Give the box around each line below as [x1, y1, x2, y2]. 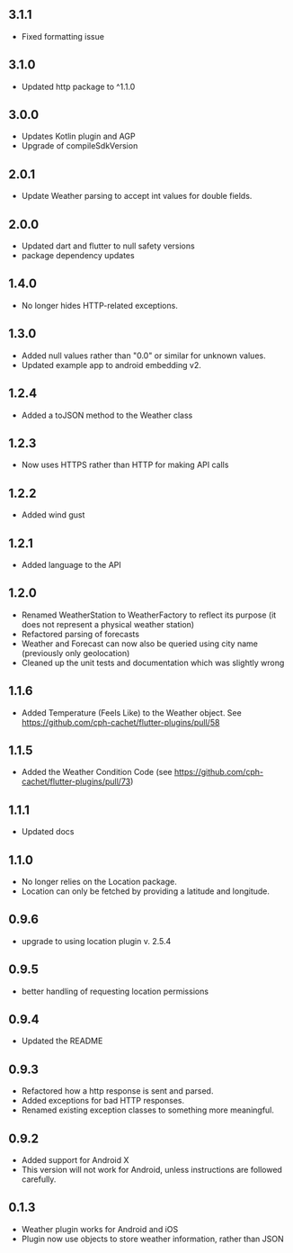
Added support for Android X [21, 1155, 129, 1166]
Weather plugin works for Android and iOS [21, 1223, 179, 1234]
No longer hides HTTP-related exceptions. [21, 300, 179, 311]
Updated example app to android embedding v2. [21, 359, 201, 370]
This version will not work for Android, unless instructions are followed [21, 1165, 282, 1176]
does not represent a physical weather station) [21, 618, 195, 629]
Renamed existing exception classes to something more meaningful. [21, 1104, 275, 1115]
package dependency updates [21, 250, 136, 261]
